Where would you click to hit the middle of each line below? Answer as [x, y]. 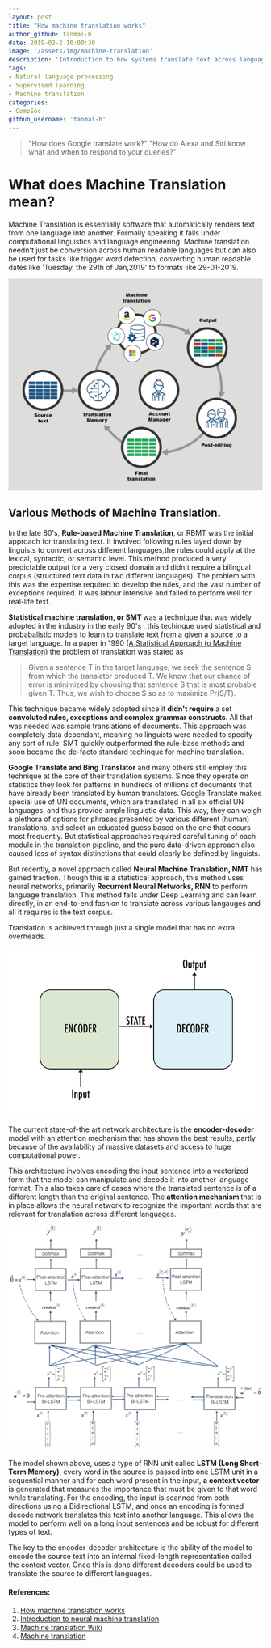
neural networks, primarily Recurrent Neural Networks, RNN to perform [128, 886]
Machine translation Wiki [61, 1627]
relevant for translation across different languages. [92, 1214]
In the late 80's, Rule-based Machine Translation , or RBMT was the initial [131, 532]
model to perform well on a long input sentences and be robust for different [134, 1523]
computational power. [44, 1155]
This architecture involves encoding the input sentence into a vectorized [128, 1171]
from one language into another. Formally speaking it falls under [115, 233]
